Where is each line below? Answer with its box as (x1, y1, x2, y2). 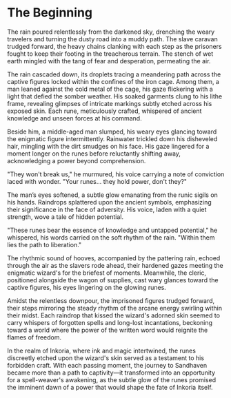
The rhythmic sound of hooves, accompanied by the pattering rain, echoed (7, 253, 221, 262)
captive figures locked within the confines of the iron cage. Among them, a (7, 77, 219, 85)
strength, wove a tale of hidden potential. (7, 212, 124, 221)
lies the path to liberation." (7, 240, 82, 249)
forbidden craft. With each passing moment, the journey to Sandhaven (7, 361, 208, 369)
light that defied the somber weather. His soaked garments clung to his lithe (7, 92, 223, 101)
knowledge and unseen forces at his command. (7, 114, 143, 122)
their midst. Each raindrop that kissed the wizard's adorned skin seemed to (7, 311, 221, 320)
